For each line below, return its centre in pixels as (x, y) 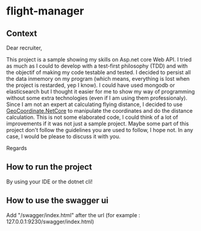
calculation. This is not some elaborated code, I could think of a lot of (92, 117)
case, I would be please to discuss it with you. (63, 136)
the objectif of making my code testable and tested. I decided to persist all (99, 72)
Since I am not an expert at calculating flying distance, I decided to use (94, 104)
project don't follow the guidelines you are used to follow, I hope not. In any (100, 130)
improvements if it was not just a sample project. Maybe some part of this (97, 124)
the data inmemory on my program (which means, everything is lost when (98, 79)
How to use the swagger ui (57, 201)
